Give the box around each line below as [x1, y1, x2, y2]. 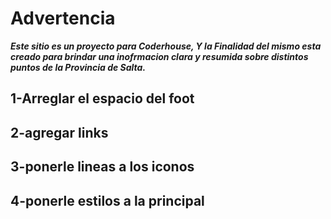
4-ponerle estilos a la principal [10, 192, 205, 209]
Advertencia [10, 7, 116, 30]
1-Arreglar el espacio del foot [10, 90, 195, 107]
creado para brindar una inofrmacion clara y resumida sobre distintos [10, 50, 309, 62]
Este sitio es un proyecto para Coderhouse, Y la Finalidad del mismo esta [10, 40, 322, 52]
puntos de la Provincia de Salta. [10, 61, 147, 73]
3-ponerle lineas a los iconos [10, 158, 195, 176]
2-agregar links [10, 124, 109, 141]
